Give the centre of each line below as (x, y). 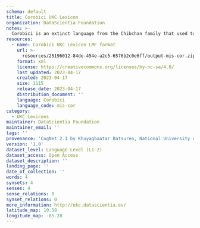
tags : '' (17, 133)
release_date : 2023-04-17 (49, 89)
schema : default (26, 12)
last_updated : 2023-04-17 (49, 72)
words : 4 (17, 178)
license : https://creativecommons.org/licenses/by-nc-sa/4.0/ (96, 67)
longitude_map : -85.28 (34, 216)
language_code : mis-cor (46, 105)
